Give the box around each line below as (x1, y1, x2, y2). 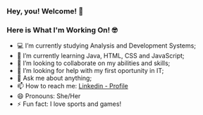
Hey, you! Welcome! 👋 (6, 6, 84, 16)
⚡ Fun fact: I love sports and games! (16, 100, 121, 108)
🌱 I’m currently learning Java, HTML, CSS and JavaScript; (16, 52, 185, 60)
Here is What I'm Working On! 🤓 (6, 25, 118, 34)
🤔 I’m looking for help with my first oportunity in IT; (16, 67, 164, 75)
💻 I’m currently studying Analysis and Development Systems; (16, 41, 197, 50)
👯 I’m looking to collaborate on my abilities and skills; (16, 59, 171, 67)
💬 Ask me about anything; (16, 74, 92, 83)
